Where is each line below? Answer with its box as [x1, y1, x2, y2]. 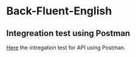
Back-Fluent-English [6, 4, 112, 18]
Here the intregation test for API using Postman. [6, 44, 126, 51]
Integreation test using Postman [6, 28, 131, 38]
